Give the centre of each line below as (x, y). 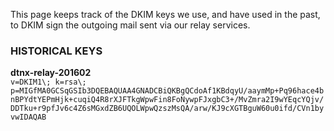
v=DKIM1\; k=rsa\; (48, 82)
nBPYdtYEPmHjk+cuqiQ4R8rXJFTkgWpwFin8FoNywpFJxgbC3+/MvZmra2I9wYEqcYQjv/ (167, 100)
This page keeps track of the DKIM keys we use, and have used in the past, (165, 14)
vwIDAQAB (28, 117)
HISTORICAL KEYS (56, 51)
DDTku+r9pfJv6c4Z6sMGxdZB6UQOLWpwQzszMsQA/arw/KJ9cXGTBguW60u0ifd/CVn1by (167, 109)
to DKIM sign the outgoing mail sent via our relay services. (130, 25)
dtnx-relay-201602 (51, 73)
